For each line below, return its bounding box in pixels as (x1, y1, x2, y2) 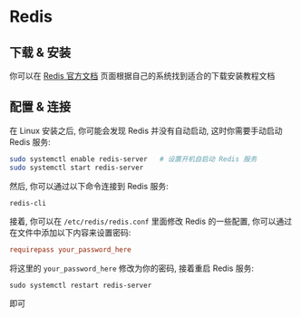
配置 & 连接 (9, 100, 72, 115)
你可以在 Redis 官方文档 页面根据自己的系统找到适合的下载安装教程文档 (9, 71, 276, 81)
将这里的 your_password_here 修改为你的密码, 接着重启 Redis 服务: (9, 263, 254, 274)
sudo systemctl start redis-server (9, 163, 144, 172)
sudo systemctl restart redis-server (9, 281, 152, 291)
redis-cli (9, 198, 47, 207)
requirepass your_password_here (9, 245, 131, 255)
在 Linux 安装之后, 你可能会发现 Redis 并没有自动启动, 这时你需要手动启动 (9, 125, 283, 136)
